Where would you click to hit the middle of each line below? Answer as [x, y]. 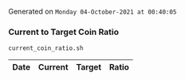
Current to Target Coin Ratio [64, 32]
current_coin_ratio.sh [46, 48]
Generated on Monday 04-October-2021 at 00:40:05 [92, 11]
